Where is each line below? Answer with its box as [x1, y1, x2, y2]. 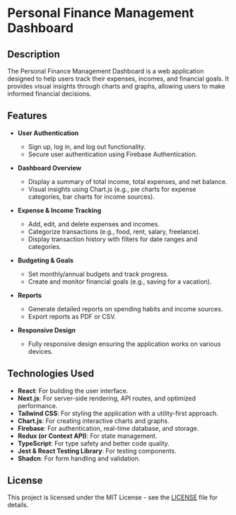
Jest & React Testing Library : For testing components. [17, 446, 177, 455]
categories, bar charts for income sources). [28, 192, 155, 201]
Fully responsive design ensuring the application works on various [28, 340, 221, 348]
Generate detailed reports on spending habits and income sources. [28, 304, 223, 313]
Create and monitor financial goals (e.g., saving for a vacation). [28, 277, 212, 286]
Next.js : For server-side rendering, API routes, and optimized [17, 394, 196, 403]
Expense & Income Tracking [17, 206, 102, 214]
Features [7, 110, 47, 122]
